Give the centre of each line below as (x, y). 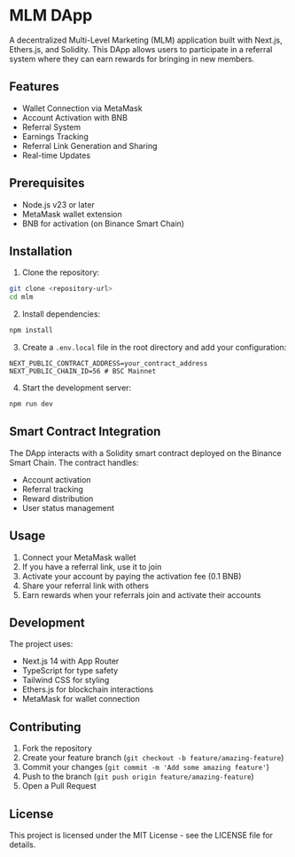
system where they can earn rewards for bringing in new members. (132, 59)
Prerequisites (47, 183)
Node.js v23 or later (58, 204)
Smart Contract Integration (85, 432)
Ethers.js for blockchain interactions (87, 689)
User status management (68, 507)
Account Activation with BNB (75, 117)
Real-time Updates (56, 155)
